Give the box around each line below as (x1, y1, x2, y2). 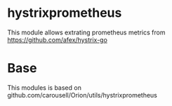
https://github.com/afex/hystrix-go (7, 35, 107, 44)
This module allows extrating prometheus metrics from (7, 28, 166, 37)
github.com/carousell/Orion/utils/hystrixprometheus (7, 91, 158, 99)
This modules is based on (7, 83, 82, 92)
